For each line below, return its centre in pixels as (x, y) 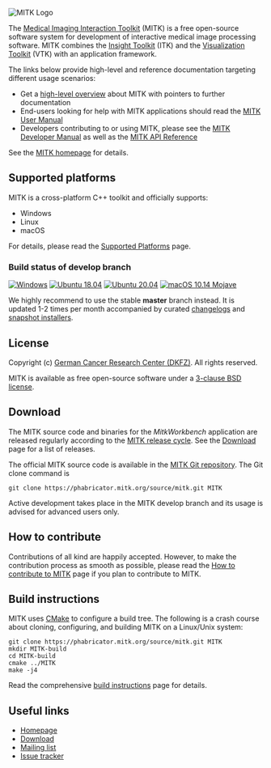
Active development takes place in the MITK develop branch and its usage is (136, 503)
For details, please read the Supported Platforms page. (100, 246)
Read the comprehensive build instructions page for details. (108, 685)
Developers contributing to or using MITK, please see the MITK (125, 128)
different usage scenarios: (52, 78)
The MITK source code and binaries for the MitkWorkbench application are (133, 431)
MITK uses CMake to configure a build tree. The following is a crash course (134, 618)
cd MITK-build (32, 656)
